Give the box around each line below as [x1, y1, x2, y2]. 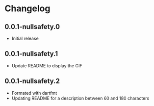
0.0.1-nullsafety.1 [4, 50, 58, 58]
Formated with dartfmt [11, 90, 57, 96]
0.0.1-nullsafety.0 [4, 23, 60, 31]
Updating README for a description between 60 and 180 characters [11, 95, 150, 101]
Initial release [11, 35, 39, 41]
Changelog [4, 3, 51, 14]
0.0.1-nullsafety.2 [4, 77, 60, 85]
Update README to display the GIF [11, 62, 82, 69]
